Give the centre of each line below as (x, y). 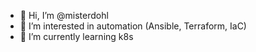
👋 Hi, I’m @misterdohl (64, 15)
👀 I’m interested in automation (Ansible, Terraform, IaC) (133, 26)
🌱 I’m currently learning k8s (76, 36)
